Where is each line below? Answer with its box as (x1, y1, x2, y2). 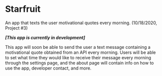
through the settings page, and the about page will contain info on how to (5, 60, 154, 66)
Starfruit (5, 3, 41, 15)
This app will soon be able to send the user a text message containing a (5, 44, 151, 50)
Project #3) (5, 25, 28, 31)
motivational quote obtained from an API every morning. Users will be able (5, 49, 156, 55)
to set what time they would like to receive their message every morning (5, 54, 152, 60)
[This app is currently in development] (5, 35, 85, 40)
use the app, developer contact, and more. (5, 65, 92, 71)
